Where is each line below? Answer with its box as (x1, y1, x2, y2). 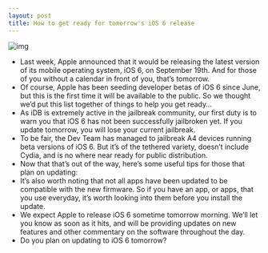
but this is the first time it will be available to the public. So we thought (19, 90, 251, 100)
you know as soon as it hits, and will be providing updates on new (19, 218, 237, 228)
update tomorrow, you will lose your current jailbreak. (19, 125, 196, 135)
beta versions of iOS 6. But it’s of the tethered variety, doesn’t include (19, 142, 250, 151)
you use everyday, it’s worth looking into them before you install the (19, 193, 242, 203)
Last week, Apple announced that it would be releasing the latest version (19, 57, 260, 66)
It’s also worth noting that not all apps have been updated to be (19, 175, 228, 185)
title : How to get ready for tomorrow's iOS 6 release (8, 19, 195, 27)
